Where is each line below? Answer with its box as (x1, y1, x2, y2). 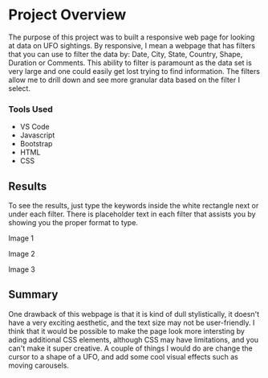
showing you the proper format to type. (8, 218, 139, 228)
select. (8, 83, 30, 93)
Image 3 (8, 265, 36, 274)
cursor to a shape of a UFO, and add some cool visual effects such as (8, 351, 238, 361)
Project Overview (8, 6, 127, 24)
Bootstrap (19, 139, 53, 149)
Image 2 (8, 249, 36, 259)
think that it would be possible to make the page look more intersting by (8, 326, 245, 335)
